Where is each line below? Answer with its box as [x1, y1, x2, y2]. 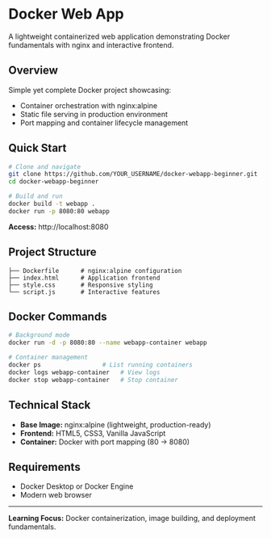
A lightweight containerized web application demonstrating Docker [8, 32, 231, 41]
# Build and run [8, 192, 63, 200]
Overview [8, 64, 59, 78]
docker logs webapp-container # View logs [8, 368, 161, 376]
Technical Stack [8, 398, 91, 412]
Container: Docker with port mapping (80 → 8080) [19, 437, 190, 447]
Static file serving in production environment [19, 109, 168, 119]
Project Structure [8, 246, 97, 259]
